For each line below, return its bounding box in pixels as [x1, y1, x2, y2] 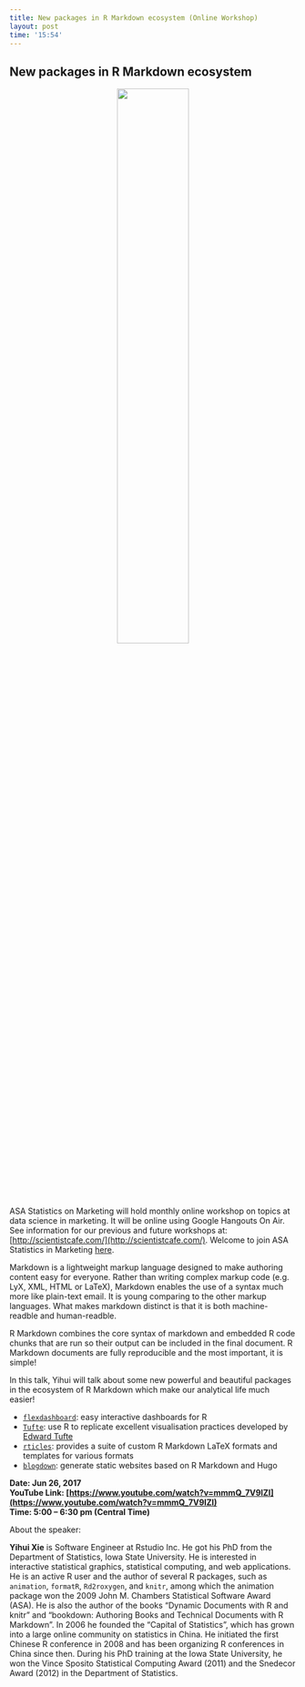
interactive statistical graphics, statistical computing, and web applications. [9, 1561, 291, 1572]
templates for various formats [22, 1450, 134, 1461]
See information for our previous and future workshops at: [9, 1225, 228, 1236]
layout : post [9, 22, 59, 31]
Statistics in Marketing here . [9, 1245, 115, 1255]
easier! [9, 1394, 36, 1405]
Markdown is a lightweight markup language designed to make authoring [9, 1262, 284, 1273]
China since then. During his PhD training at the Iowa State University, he [9, 1649, 283, 1660]
